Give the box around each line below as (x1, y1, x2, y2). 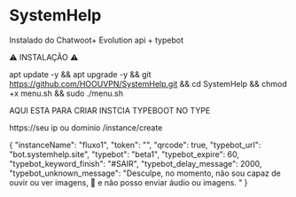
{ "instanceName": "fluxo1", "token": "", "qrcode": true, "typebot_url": (9, 139, 261, 150)
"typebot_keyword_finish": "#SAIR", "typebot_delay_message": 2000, (9, 158, 262, 169)
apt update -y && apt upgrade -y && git (9, 68, 152, 80)
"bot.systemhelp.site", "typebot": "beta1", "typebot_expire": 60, (9, 148, 239, 160)
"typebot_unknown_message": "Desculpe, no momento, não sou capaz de (9, 168, 281, 178)
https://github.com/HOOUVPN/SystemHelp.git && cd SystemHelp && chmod (9, 78, 288, 89)
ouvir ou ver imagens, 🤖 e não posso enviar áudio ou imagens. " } (9, 177, 248, 187)
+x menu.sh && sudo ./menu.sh (9, 88, 124, 98)
